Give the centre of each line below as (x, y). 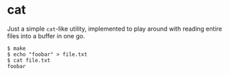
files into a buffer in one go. (46, 35)
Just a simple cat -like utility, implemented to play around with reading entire (115, 29)
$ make (17, 48)
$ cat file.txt (29, 60)
